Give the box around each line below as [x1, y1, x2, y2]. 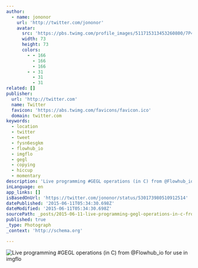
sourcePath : [6, 211, 35, 217]
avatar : [16, 25, 35, 31]
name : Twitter [11, 101, 46, 108]
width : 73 [21, 36, 46, 42]
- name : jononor [11, 14, 51, 20]
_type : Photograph [6, 222, 51, 228]
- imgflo [11, 151, 33, 157]
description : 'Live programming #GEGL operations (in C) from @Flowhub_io [6, 178, 194, 184]
